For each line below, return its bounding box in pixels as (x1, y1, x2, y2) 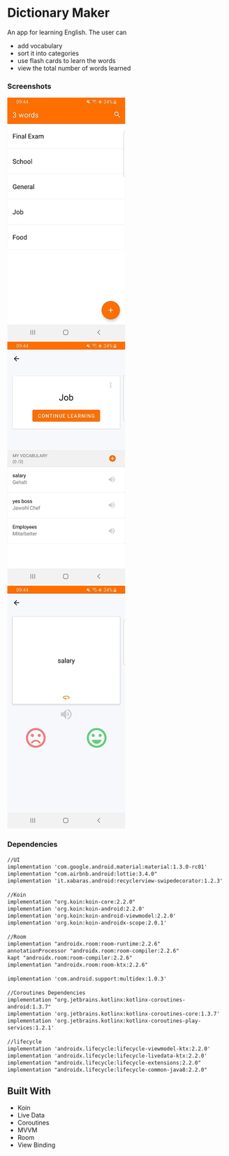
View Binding (17, 1141, 56, 1149)
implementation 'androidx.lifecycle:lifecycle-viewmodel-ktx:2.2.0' (7, 1045, 211, 1052)
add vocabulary (17, 41, 63, 50)
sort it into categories (17, 49, 79, 57)
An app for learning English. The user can (7, 28, 127, 36)
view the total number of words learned (17, 64, 131, 72)
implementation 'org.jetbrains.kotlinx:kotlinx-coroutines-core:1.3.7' (7, 1010, 220, 1017)
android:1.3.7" (7, 1003, 52, 1010)
